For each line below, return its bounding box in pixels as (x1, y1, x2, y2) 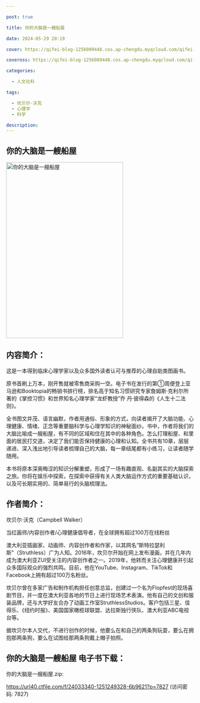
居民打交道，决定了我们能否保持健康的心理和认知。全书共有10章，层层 (16, 437, 189, 444)
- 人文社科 (11, 79, 35, 85)
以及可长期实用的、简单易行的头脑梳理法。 (6, 480, 111, 487)
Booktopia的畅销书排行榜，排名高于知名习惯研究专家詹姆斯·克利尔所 (21, 387, 189, 394)
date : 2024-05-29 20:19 (6, 35, 65, 42)
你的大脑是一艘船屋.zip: (6, 670, 64, 677)
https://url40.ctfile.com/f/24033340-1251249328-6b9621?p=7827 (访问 (6, 683, 183, 690)
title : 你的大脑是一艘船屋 (6, 24, 65, 30)
